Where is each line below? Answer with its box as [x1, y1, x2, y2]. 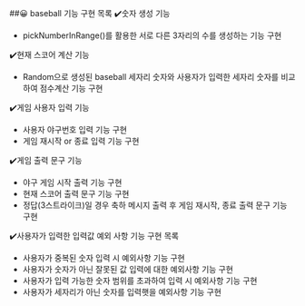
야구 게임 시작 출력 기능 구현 [22, 177, 123, 188]
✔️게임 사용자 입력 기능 [9, 103, 90, 113]
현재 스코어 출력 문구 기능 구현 [22, 189, 130, 199]
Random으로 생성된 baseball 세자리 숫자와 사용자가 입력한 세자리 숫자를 [22, 72, 280, 82]
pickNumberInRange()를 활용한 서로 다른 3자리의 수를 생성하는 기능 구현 [22, 30, 282, 41]
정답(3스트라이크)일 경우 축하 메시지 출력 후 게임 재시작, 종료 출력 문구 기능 [22, 200, 288, 211]
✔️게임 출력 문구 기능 [9, 155, 83, 165]
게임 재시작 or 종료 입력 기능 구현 [22, 135, 140, 146]
